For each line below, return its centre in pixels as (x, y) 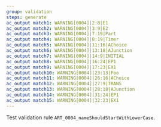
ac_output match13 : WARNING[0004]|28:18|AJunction (71, 89)
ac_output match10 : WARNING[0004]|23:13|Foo (63, 73)
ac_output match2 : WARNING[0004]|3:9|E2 (57, 28)
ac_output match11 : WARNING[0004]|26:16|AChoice (68, 78)
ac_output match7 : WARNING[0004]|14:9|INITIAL (65, 56)
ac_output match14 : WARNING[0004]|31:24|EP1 (63, 95)
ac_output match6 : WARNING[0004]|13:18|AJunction (69, 51)
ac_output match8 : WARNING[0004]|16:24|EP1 (61, 61)
